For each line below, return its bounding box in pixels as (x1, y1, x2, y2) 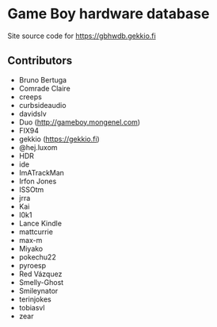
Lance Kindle (18, 218, 63, 228)
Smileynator (18, 286, 59, 295)
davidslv (18, 109, 47, 118)
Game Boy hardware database (7, 5, 210, 23)
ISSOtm (18, 184, 44, 194)
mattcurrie (18, 227, 53, 237)
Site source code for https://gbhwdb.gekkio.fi (7, 31, 156, 40)
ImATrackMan (18, 167, 65, 177)
